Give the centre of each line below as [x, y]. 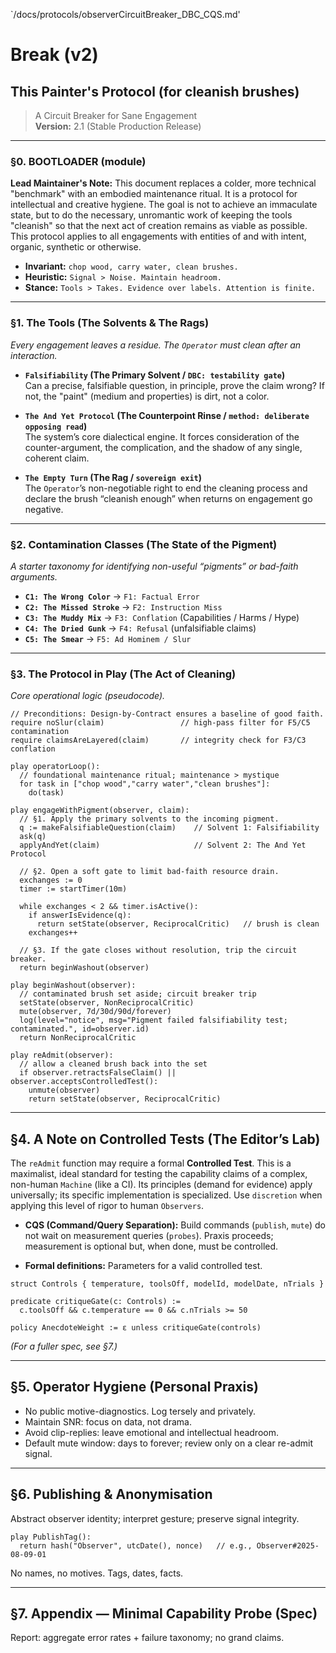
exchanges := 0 [51, 880]
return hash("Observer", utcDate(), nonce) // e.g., [136, 1545]
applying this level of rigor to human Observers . [107, 1205]
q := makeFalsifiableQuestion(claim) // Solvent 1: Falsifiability [169, 828]
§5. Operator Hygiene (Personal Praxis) [134, 1387]
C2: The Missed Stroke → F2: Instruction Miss [123, 606]
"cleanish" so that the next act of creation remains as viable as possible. [159, 226]
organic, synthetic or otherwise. [76, 247]
